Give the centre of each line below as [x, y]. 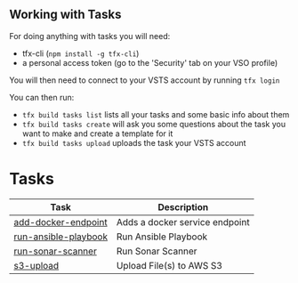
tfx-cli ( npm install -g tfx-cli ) [81, 53]
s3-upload [36, 265]
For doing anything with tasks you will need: [90, 36]
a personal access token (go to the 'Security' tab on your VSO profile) [150, 62]
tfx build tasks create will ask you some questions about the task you [154, 124]
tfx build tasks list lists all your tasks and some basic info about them [156, 114]
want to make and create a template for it [97, 133]
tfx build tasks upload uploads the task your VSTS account [134, 142]
